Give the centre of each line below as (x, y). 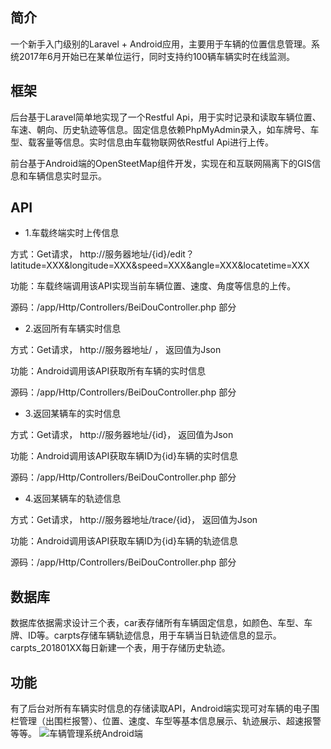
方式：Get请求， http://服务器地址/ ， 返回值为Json (116, 350)
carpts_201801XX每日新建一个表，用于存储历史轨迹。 (120, 648)
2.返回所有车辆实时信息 (73, 329)
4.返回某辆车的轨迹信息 (73, 499)
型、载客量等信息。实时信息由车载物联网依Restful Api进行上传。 (142, 142)
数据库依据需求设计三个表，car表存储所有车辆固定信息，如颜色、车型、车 (161, 623)
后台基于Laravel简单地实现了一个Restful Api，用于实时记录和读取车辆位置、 (166, 117)
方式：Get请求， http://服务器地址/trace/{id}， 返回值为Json (134, 520)
